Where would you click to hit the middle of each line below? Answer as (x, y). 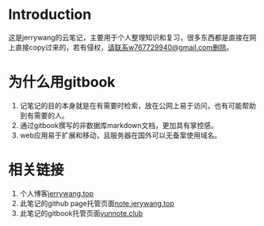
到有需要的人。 (44, 115)
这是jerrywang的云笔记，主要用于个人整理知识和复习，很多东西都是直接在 (129, 37)
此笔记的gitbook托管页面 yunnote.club (81, 213)
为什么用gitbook (62, 83)
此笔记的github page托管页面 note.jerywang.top (97, 203)
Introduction (50, 15)
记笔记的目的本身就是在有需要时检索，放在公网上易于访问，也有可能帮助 (138, 105)
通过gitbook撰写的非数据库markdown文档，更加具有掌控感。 (119, 125)
